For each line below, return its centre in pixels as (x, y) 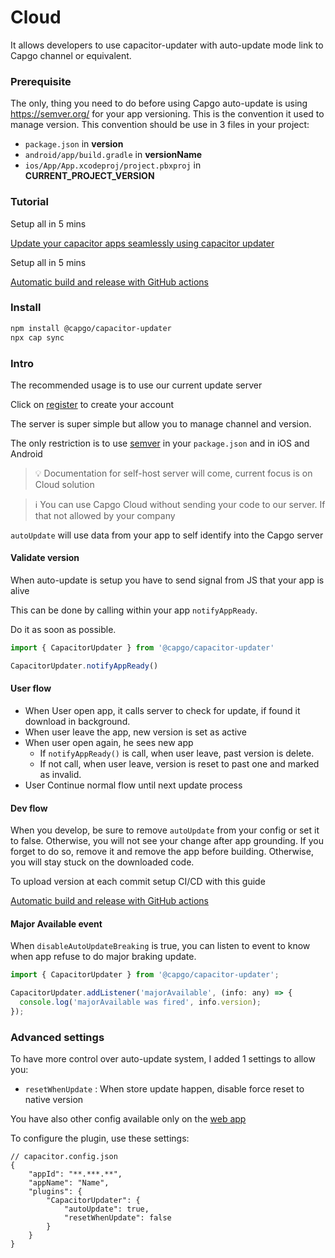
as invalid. (60, 775)
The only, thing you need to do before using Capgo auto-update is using (159, 103)
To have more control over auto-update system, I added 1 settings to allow (163, 1059)
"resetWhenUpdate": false (117, 1218)
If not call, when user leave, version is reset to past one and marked (179, 764)
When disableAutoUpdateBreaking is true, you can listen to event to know (160, 946)
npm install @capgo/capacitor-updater (91, 328)
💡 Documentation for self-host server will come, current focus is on (173, 473)
